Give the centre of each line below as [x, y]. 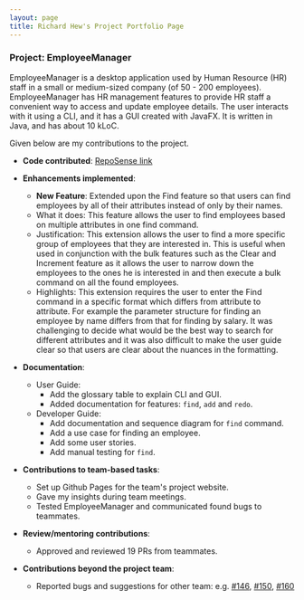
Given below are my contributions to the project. [100, 143]
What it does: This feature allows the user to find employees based [161, 214]
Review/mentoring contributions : [86, 533]
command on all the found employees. [107, 282]
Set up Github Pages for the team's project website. [132, 487]
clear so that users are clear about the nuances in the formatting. [157, 349]
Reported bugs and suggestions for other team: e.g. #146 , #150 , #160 [165, 586]
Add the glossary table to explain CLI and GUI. [135, 394]
